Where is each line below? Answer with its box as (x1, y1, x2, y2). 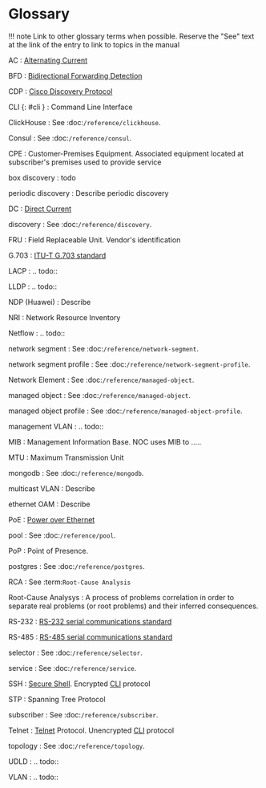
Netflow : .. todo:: (8, 328, 66, 338)
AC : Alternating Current (8, 55, 88, 65)
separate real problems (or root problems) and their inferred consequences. (8, 601, 259, 611)
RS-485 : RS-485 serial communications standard (8, 632, 173, 642)
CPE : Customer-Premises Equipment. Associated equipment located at (8, 148, 244, 158)
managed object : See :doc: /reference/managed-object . (8, 390, 191, 400)
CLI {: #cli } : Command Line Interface (8, 102, 133, 112)
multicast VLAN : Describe (8, 483, 95, 494)
